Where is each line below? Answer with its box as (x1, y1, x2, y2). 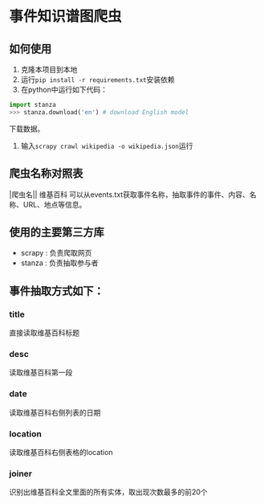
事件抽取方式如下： (9, 284, 104, 297)
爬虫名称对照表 (9, 166, 83, 181)
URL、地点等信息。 (22, 199, 87, 209)
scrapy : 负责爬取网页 (20, 248, 92, 258)
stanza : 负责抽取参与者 (20, 258, 99, 268)
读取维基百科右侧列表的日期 (9, 408, 101, 417)
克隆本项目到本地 (20, 65, 78, 74)
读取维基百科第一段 (9, 367, 73, 378)
